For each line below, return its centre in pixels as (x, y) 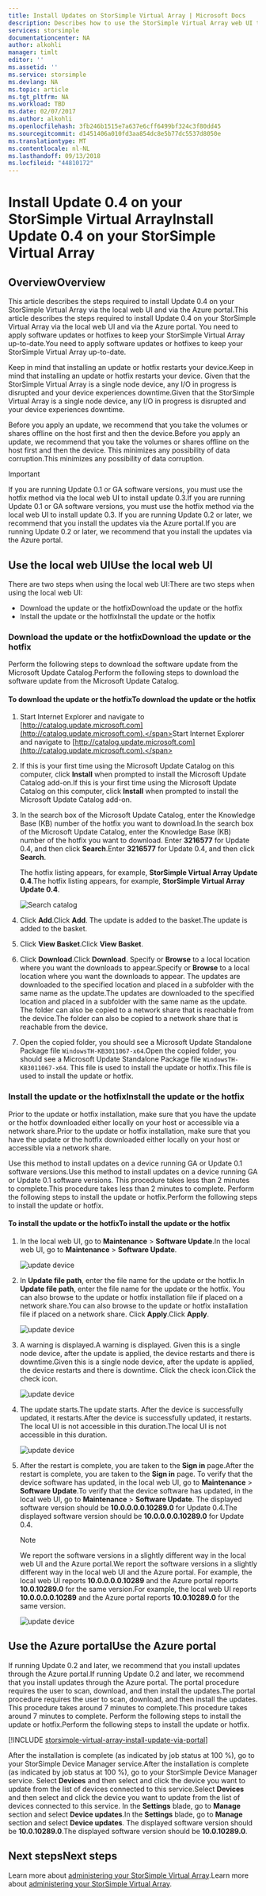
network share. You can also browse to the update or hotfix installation (133, 1305)
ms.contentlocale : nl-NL (49, 148)
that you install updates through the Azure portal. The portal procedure (124, 1682)
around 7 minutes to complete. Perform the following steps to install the (125, 1716)
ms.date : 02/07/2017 (42, 112)
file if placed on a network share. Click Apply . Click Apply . (114, 1314)
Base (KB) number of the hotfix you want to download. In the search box (137, 823)
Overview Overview (57, 282)
